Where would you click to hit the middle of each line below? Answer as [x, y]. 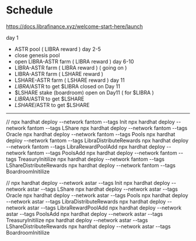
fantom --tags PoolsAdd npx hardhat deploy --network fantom [102, 153]
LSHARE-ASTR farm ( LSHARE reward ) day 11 [69, 80]
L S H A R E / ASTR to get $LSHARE [52, 105]
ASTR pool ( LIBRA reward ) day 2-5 [57, 49]
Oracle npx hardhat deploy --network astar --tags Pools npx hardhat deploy [97, 195]
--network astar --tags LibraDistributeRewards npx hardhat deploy [86, 201]
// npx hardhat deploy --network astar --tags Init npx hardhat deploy [88, 183]
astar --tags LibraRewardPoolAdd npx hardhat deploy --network [104, 208]
